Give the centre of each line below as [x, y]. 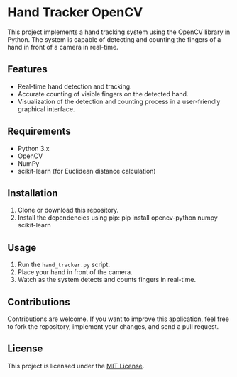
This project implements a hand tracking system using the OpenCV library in [119, 32]
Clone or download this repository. [68, 210]
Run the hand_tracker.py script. [64, 265]
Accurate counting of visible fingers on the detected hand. [103, 94]
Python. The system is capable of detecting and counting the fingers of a [114, 39]
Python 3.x [33, 148]
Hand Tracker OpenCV [75, 12]
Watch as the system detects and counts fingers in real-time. [107, 280]
